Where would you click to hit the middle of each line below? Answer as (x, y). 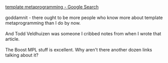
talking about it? (22, 55)
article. (12, 39)
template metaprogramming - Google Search (52, 7)
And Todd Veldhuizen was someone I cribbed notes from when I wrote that (83, 34)
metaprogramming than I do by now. (43, 23)
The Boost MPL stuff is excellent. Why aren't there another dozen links (79, 50)
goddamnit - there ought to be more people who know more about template (84, 18)
